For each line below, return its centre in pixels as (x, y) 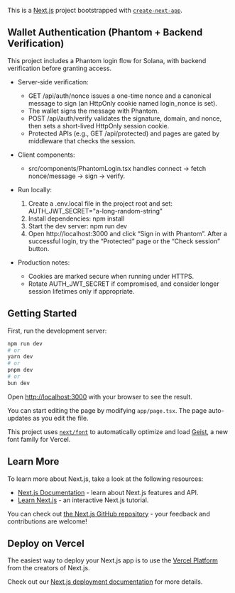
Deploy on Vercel (46, 543)
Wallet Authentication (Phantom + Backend (105, 32)
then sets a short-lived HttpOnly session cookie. (99, 126)
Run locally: (34, 189)
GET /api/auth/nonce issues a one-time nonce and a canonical (120, 96)
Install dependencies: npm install (76, 218)
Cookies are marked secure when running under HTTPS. (111, 276)
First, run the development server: (57, 331)
